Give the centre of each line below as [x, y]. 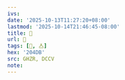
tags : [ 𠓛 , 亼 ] [27, 46]
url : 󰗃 [17, 40]
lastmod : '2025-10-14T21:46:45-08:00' [64, 26]
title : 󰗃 [20, 33]
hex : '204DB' [26, 53]
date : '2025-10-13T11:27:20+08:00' [59, 20]
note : [15, 65]
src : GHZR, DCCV [31, 59]
